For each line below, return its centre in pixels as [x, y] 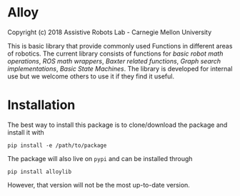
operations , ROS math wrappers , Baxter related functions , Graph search [114, 61]
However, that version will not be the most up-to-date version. [99, 185]
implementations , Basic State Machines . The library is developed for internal [120, 68]
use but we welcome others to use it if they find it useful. [91, 76]
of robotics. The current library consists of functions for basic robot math [115, 53]
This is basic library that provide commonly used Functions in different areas [120, 46]
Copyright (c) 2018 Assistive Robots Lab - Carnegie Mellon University [110, 32]
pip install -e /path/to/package [57, 145]
